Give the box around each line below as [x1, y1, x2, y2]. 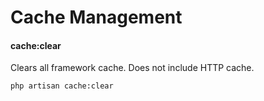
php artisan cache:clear [10, 81, 114, 91]
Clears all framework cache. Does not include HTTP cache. [10, 62, 255, 74]
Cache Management [10, 6, 183, 29]
